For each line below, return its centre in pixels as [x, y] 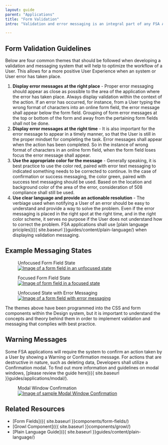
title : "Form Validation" [32, 19]
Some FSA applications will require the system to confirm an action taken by [84, 351]
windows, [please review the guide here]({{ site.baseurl [62, 373]
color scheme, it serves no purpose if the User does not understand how [87, 219]
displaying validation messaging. [46, 235]
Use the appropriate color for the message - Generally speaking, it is [84, 161]
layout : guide [20, 10]
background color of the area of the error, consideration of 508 [77, 187]
